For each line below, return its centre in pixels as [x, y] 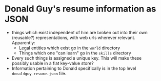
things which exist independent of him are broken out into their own [80, 32]
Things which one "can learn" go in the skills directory [75, 53]
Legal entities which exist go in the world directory [70, 48]
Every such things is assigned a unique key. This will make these [77, 58]
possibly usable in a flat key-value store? [52, 63]
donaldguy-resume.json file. [39, 73]
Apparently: [23, 42]
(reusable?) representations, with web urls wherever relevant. [73, 38]
